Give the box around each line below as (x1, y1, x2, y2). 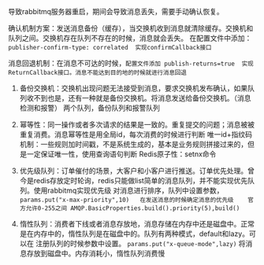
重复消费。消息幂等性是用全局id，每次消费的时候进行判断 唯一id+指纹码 (19, 130, 252, 139)
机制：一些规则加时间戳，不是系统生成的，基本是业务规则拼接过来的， (19, 140, 248, 149)
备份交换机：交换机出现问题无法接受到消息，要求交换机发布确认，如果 (19, 83, 248, 93)
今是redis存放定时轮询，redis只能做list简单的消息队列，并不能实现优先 (19, 176, 248, 185)
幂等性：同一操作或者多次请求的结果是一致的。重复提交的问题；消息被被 (19, 120, 255, 129)
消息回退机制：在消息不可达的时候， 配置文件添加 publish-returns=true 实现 (8, 58, 254, 68)
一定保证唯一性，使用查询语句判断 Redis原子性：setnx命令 (26, 149, 217, 159)
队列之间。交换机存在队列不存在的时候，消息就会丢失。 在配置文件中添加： (8, 34, 252, 42)
